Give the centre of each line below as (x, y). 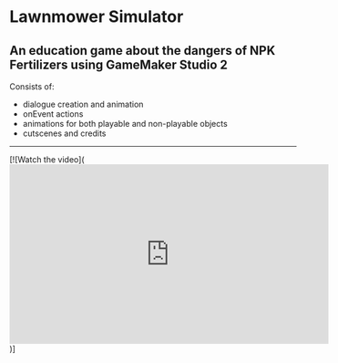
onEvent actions (53, 114)
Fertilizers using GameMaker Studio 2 (118, 64)
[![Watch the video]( (47, 160)
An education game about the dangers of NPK (143, 51)
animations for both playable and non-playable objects (125, 124)
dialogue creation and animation (83, 104)
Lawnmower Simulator (97, 17)
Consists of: (32, 87)
